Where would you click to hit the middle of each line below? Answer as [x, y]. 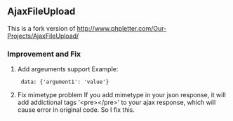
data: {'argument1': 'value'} [65, 82]
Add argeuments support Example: [68, 69]
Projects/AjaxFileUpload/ [43, 36]
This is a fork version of [41, 28]
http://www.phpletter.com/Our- [122, 28]
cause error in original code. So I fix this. [76, 110]
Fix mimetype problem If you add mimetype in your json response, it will [121, 95]
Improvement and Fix [44, 54]
